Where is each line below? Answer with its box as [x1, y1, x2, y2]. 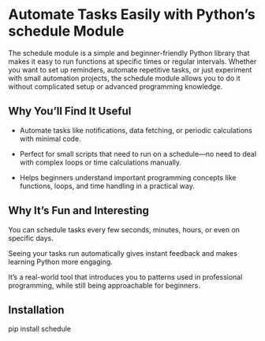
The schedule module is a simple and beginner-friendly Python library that [8, 48, 250, 57]
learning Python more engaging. [8, 257, 113, 266]
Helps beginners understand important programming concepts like [19, 172, 237, 182]
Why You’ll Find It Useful [8, 105, 132, 118]
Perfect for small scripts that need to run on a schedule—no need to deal [19, 149, 257, 158]
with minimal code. [19, 134, 81, 143]
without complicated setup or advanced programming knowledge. [8, 81, 223, 91]
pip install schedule [8, 324, 71, 334]
